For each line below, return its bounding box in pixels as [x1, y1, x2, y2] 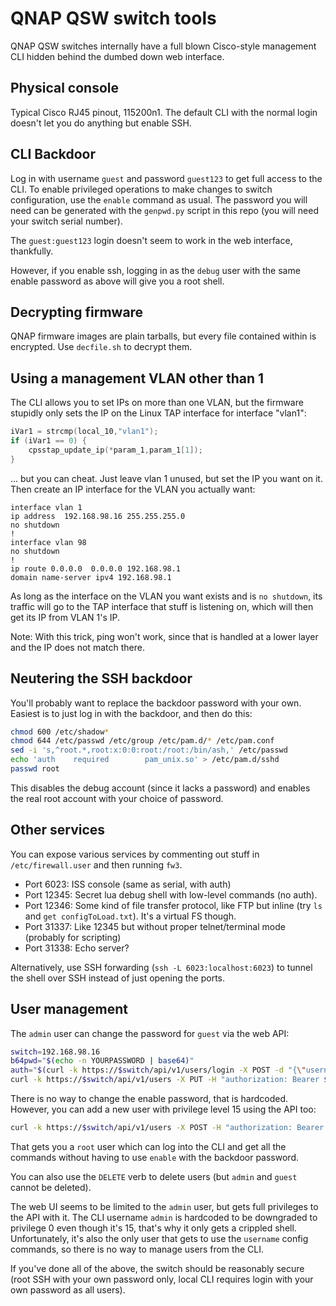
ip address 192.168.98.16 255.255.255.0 [10, 511, 186, 521]
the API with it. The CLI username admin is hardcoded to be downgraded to [10, 1211, 318, 1223]
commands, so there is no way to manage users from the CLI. [10, 1243, 264, 1255]
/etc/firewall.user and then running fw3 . [10, 858, 183, 871]
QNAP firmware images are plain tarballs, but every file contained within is [10, 330, 317, 342]
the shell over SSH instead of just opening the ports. [10, 972, 226, 984]
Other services [10, 822, 106, 839]
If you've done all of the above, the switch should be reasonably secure [10, 1262, 305, 1274]
